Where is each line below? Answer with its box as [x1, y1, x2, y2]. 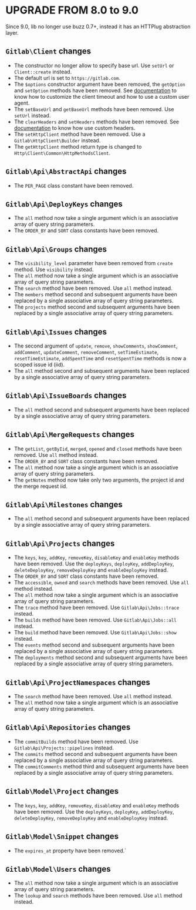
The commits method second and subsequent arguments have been [13, 750, 177, 757]
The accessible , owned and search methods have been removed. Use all [13, 579, 189, 586]
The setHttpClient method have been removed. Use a [13, 131, 146, 138]
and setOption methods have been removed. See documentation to [13, 86, 177, 94]
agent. [13, 99, 30, 106]
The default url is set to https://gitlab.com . [13, 74, 121, 81]
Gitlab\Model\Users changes [5, 864, 111, 874]
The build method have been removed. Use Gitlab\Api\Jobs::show [13, 629, 177, 636]
